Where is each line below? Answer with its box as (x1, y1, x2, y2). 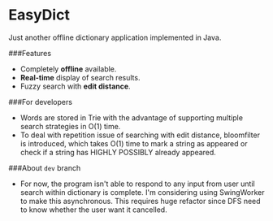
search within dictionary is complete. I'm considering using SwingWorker (19, 187, 265, 197)
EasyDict (8, 6, 71, 24)
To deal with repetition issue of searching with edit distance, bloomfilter (19, 130, 260, 140)
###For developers (8, 97, 73, 106)
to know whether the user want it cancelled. (19, 205, 168, 214)
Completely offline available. (19, 63, 117, 74)
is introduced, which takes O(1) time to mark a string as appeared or (19, 138, 248, 148)
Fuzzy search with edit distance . (19, 81, 132, 91)
